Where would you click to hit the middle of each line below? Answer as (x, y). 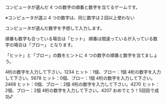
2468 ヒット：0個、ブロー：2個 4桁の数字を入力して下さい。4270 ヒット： (83, 84)
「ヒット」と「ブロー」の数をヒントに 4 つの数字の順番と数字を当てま (77, 55)
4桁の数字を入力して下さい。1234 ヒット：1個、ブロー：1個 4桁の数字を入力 (83, 72)
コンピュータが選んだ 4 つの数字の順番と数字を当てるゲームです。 (73, 7)
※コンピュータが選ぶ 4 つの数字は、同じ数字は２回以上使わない (70, 18)
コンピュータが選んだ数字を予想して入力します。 (55, 28)
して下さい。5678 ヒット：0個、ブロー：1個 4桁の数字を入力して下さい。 (80, 78)
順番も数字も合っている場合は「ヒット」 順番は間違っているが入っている (79, 39)
